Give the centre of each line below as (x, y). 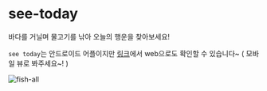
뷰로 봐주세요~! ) (43, 63)
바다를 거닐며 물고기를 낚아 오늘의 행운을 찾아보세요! (89, 36)
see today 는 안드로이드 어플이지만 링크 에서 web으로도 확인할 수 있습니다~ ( (126, 53)
